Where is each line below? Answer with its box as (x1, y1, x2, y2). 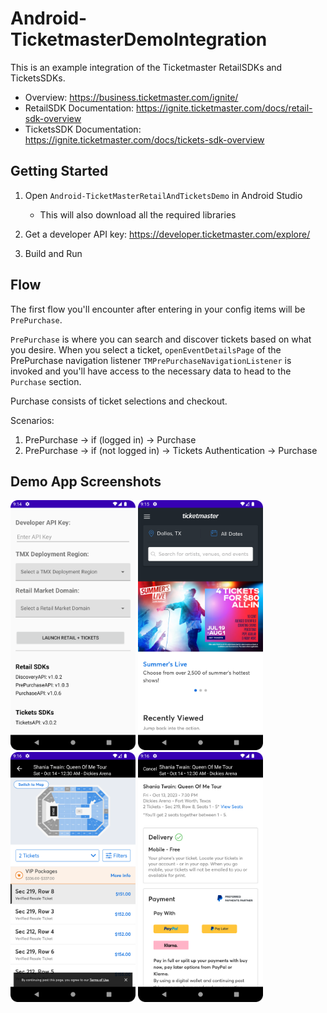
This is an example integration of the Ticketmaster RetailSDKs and (10, 61, 283, 73)
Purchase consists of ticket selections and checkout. (10, 395, 228, 407)
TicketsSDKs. (10, 72, 66, 84)
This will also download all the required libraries (39, 208, 237, 221)
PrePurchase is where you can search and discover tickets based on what (10, 333, 312, 345)
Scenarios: (10, 414, 55, 426)
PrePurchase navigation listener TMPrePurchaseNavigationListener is (10, 354, 292, 366)
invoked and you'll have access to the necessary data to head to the (10, 365, 292, 377)
